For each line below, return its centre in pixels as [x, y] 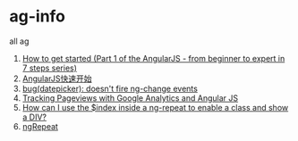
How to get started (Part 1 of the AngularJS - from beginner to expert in [153, 58]
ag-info [37, 17]
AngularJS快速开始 [57, 79]
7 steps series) [50, 68]
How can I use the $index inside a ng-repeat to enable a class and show [155, 107]
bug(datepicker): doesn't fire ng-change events [110, 88]
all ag [19, 41]
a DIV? [34, 117]
